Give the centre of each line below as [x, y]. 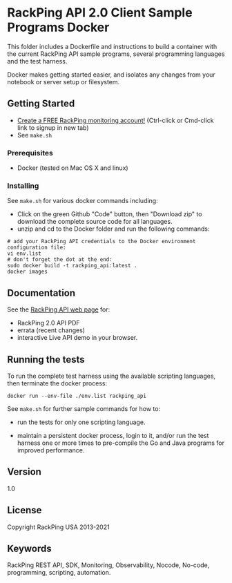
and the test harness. [37, 61]
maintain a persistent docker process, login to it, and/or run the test [113, 435]
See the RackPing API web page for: [59, 309]
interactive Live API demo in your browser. [77, 338]
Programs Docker [58, 27]
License [25, 510]
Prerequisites [30, 153]
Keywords [29, 548]
